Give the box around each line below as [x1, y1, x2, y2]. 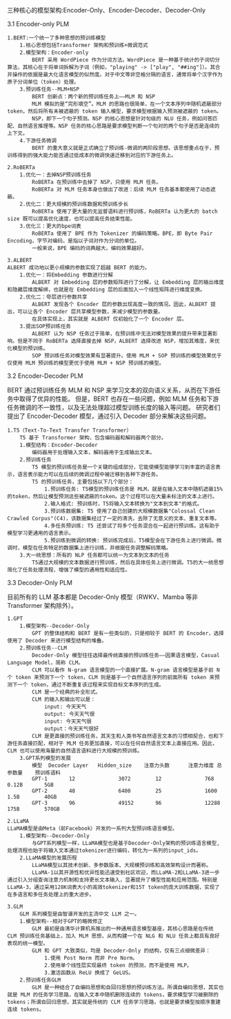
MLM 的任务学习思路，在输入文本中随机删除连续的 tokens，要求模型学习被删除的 [20, 991, 219, 998]
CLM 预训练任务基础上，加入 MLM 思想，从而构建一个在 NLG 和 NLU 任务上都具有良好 [7, 933, 220, 940]
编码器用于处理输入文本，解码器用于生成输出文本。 [32, 449, 155, 456]
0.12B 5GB [7, 781, 54, 788]
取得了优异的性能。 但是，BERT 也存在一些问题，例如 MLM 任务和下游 [19, 394, 219, 403]
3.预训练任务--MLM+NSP [19, 86, 79, 93]
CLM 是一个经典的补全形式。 [32, 689, 101, 696]
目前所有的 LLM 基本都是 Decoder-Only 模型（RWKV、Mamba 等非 [7, 593, 199, 601]
